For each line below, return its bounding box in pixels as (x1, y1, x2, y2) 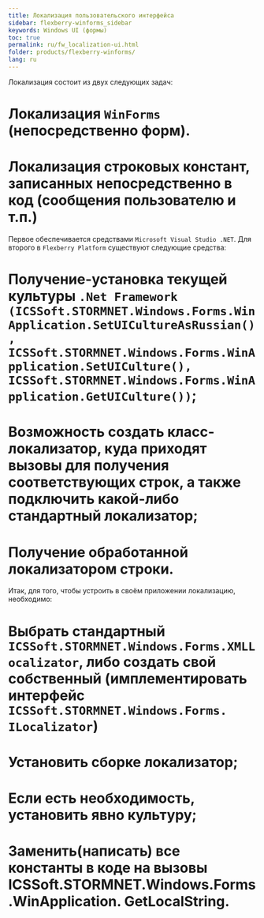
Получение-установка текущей (8, 270, 228, 288)
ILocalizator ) (8, 717, 99, 735)
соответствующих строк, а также (8, 473, 242, 491)
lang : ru (8, 56, 37, 64)
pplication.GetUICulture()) (8, 389, 192, 404)
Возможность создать (8, 423, 165, 441)
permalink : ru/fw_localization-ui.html (8, 41, 139, 49)
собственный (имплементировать (8, 669, 247, 687)
